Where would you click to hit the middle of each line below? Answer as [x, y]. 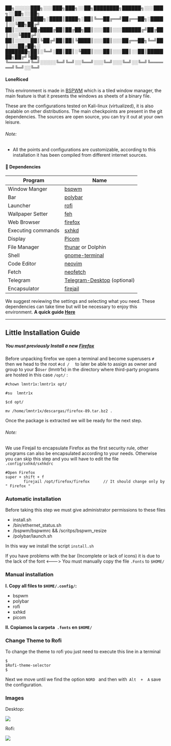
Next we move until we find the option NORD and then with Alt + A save [83, 680]
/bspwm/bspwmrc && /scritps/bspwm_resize [60, 531]
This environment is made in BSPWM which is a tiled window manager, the [83, 91]
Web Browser [24, 222]
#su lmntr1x [19, 393]
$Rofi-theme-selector [28, 666]
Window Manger [27, 189]
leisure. [13, 122]
